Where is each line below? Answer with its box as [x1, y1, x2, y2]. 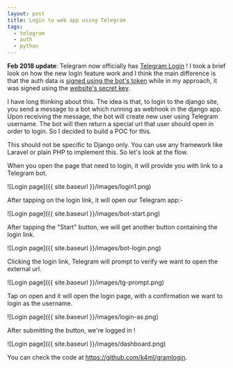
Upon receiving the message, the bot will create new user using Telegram [7, 112, 218, 121]
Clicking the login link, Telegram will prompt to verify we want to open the [7, 257, 218, 266]
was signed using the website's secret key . [7, 84, 131, 92]
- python [13, 43, 39, 49]
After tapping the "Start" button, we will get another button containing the [7, 223, 218, 231]
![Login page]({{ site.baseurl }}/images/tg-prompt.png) [7, 278, 165, 286]
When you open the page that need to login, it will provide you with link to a [7, 162, 223, 169]
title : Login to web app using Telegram [7, 17, 127, 24]
